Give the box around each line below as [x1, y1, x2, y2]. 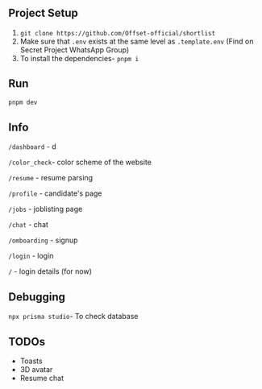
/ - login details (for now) [8, 267, 93, 276]
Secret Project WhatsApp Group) [19, 44, 130, 55]
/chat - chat [8, 220, 48, 230]
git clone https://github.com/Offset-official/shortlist [19, 29, 216, 37]
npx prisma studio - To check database [8, 312, 139, 321]
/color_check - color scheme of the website [8, 157, 152, 168]
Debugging [8, 290, 66, 304]
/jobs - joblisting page [8, 205, 83, 214]
